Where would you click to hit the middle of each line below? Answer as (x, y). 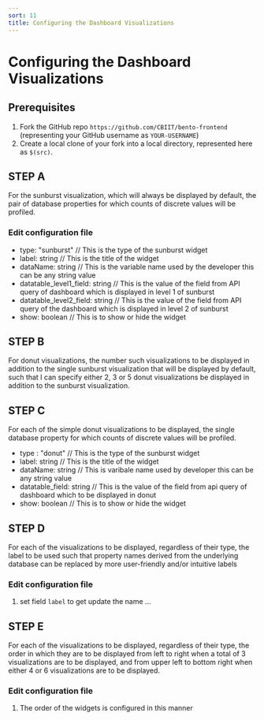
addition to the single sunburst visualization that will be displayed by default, (132, 369)
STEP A (27, 176)
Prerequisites (42, 108)
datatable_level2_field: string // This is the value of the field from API (130, 300)
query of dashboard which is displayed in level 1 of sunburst (117, 292)
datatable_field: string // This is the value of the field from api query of (133, 487)
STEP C (27, 410)
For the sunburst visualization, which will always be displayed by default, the (132, 196)
